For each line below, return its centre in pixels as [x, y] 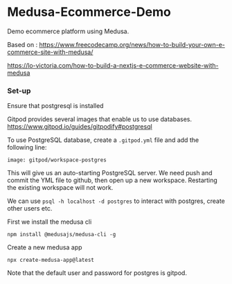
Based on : [23, 44]
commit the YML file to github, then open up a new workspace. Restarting [113, 180]
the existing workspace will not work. [60, 188]
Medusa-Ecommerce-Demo [89, 12]
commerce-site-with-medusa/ [50, 52]
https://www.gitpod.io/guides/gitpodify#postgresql [80, 127]
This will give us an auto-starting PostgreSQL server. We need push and [110, 173]
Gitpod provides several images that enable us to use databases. [100, 119]
